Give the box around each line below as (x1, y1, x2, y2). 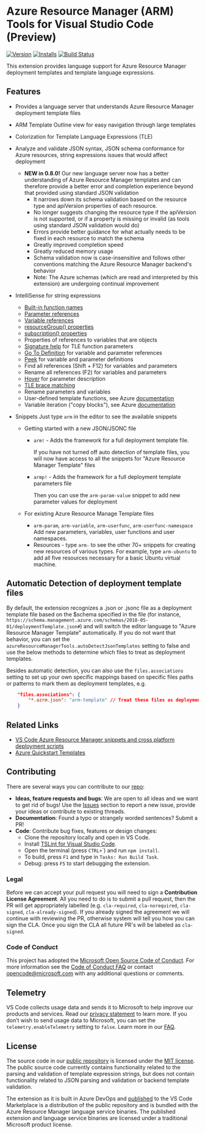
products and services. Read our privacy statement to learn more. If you (6, 1010, 187, 1018)
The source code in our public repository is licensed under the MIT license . (6, 1057, 195, 1064)
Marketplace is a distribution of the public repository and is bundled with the (6, 1102, 198, 1109)
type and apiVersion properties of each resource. (33, 202, 157, 209)
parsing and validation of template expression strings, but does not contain (6, 1070, 195, 1078)
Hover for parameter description (24, 375, 106, 382)
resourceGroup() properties (24, 323, 94, 331)
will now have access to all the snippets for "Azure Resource (33, 455, 185, 462)
